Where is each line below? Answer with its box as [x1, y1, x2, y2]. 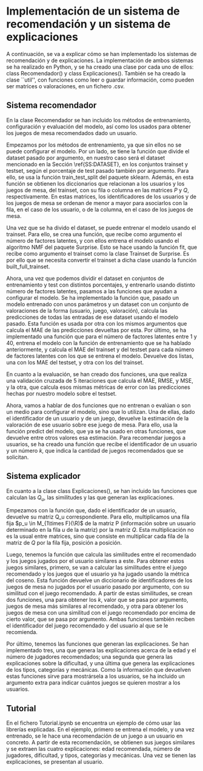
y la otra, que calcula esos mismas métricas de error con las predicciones [6, 383, 191, 391]
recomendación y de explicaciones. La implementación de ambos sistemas [6, 57, 194, 64]
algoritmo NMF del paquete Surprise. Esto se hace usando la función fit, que [6, 243, 198, 251]
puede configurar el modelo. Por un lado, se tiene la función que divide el [6, 147, 190, 155]
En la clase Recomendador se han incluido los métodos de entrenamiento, [6, 116, 191, 124]
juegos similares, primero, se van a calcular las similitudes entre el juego [6, 564, 187, 571]
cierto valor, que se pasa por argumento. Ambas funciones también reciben [6, 616, 195, 623]
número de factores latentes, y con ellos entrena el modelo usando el [6, 237, 179, 244]
